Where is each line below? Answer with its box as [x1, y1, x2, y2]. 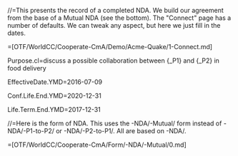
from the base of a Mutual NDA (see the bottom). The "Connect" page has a [7, 14, 232, 22]
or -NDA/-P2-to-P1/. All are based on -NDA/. [56, 127, 187, 135]
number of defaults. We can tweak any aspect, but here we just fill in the [7, 21, 221, 29]
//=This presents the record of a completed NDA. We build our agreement [7, 6, 224, 14]
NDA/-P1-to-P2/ [7, 127, 55, 135]
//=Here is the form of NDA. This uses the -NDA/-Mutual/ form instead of [7, 119, 222, 128]
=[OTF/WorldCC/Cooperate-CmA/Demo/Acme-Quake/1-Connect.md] [7, 43, 213, 51]
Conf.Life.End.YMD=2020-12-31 [7, 92, 101, 100]
